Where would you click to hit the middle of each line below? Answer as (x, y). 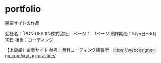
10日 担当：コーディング (29, 40)
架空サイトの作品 (22, 23)
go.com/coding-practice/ (31, 55)
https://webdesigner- (134, 50)
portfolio (23, 9)
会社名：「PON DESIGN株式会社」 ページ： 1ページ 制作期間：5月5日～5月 (81, 33)
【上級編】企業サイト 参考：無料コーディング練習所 (57, 50)
